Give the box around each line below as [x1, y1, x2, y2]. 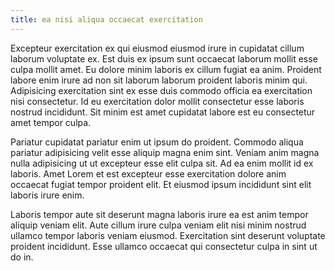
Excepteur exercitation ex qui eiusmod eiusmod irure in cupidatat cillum [10, 42, 305, 54]
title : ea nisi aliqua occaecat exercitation [10, 14, 203, 25]
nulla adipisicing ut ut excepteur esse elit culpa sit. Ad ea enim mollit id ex [10, 157, 314, 169]
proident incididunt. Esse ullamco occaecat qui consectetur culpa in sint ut [10, 240, 318, 252]
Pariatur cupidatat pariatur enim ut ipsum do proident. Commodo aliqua [10, 136, 304, 148]
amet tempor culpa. [10, 116, 92, 128]
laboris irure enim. [10, 189, 85, 201]
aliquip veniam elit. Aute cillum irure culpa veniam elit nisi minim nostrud [10, 219, 307, 231]
